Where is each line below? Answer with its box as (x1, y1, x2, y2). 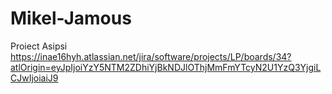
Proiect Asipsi (10, 40, 68, 52)
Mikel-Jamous (10, 7, 132, 30)
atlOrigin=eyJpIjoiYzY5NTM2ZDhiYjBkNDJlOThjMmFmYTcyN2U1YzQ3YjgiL (10, 61, 322, 73)
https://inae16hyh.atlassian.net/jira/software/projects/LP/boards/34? (10, 50, 292, 62)
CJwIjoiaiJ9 (10, 72, 59, 84)
